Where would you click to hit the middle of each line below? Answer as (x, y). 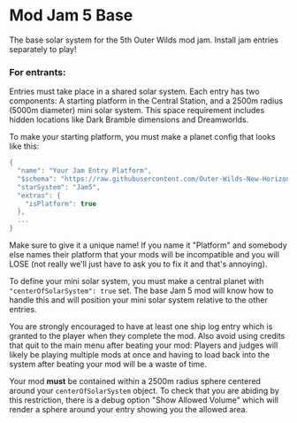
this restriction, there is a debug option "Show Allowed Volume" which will (144, 400)
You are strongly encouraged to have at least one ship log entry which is (141, 327)
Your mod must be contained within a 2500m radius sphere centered (135, 381)
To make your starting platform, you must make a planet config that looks (142, 137)
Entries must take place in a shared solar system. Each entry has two (134, 92)
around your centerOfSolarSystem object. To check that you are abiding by (145, 391)
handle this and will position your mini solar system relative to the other (138, 300)
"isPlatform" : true (61, 204)
